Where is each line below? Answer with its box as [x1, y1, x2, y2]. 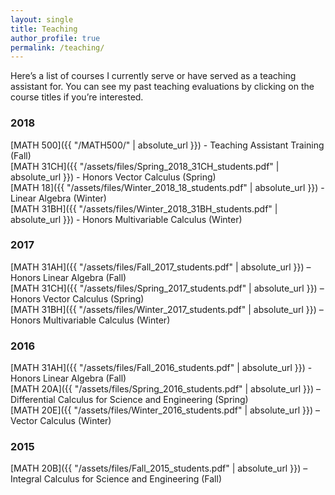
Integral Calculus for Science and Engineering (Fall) [10, 473, 222, 485]
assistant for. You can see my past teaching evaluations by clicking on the [10, 81, 315, 93]
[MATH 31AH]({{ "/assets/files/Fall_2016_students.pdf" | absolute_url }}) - [10, 362, 313, 374]
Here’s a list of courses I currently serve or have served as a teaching [10, 70, 297, 82]
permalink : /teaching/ [10, 42, 105, 53]
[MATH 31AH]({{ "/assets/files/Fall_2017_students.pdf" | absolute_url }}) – [10, 261, 312, 273]
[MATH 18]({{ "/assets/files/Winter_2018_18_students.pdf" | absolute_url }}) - [10, 181, 325, 193]
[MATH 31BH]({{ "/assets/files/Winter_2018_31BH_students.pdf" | [10, 202, 278, 215]
